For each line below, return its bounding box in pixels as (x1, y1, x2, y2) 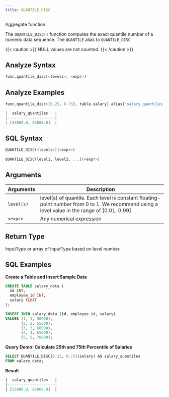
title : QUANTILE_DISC (5, 7, 51, 13)
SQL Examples (5, 261, 52, 269)
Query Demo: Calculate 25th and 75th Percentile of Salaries (5, 344, 132, 350)
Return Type (5, 232, 45, 241)
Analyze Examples (5, 88, 65, 96)
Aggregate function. (5, 21, 47, 27)
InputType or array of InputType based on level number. (5, 245, 121, 252)
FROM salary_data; (5, 359, 44, 364)
